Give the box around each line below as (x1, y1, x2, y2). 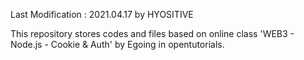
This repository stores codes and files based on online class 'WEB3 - (10, 28, 295, 39)
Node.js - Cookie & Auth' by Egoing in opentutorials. (10, 39, 225, 50)
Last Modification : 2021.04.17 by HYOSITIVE (10, 9, 194, 20)
